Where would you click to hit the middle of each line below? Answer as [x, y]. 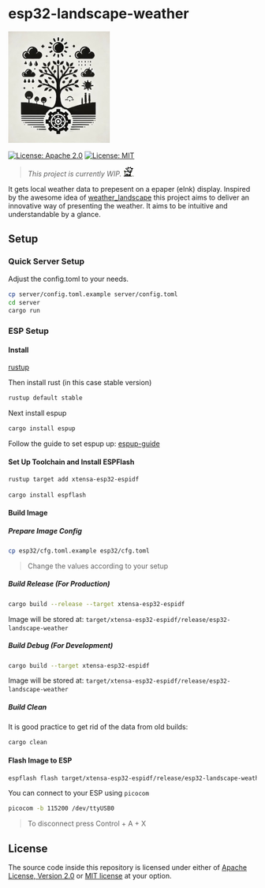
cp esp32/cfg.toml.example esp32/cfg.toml [79, 551]
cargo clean [28, 743]
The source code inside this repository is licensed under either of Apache [127, 867]
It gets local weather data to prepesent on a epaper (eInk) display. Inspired [129, 189]
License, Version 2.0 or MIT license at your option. [90, 876]
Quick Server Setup [47, 261]
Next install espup [37, 413]
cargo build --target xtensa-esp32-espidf [79, 665]
